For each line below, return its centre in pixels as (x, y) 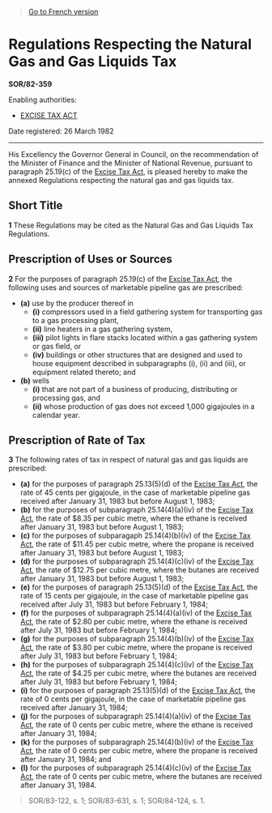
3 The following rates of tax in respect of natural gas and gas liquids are (128, 460)
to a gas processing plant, (75, 320)
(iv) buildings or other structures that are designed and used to (137, 355)
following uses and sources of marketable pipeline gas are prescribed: (126, 287)
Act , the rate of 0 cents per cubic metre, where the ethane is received (136, 725)
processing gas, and (66, 398)
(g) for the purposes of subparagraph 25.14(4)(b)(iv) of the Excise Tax (137, 639)
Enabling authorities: (42, 100)
